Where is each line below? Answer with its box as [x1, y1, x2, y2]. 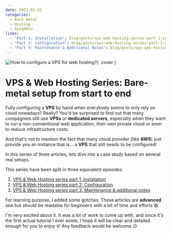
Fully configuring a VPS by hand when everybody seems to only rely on [5, 105, 156, 111]
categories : [5, 12, 31, 17]
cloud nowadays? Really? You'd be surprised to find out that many [5, 110, 144, 116]
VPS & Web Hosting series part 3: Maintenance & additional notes [12, 187, 151, 193]
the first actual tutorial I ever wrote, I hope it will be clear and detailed [5, 217, 151, 223]
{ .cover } [96, 59, 117, 65]
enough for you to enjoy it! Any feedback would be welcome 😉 [5, 223, 137, 229]
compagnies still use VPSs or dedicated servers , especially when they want [5, 115, 166, 121]
